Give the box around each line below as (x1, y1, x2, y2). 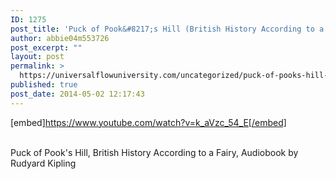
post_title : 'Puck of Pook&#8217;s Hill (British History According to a (10, 24, 325, 34)
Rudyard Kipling (10, 157, 77, 169)
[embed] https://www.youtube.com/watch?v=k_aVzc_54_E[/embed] (10, 116, 287, 128)
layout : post (10, 52, 65, 62)
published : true (10, 80, 78, 90)
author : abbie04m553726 (10, 33, 110, 43)
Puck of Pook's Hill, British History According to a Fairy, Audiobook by (10, 146, 299, 158)
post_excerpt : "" (10, 42, 83, 53)
